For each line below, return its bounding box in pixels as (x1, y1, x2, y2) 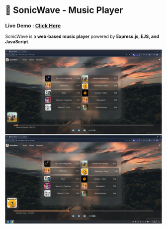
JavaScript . (5, 39, 30, 45)
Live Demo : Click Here (5, 22, 61, 29)
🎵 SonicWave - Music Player (5, 4, 123, 16)
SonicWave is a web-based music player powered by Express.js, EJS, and (5, 33, 160, 39)
